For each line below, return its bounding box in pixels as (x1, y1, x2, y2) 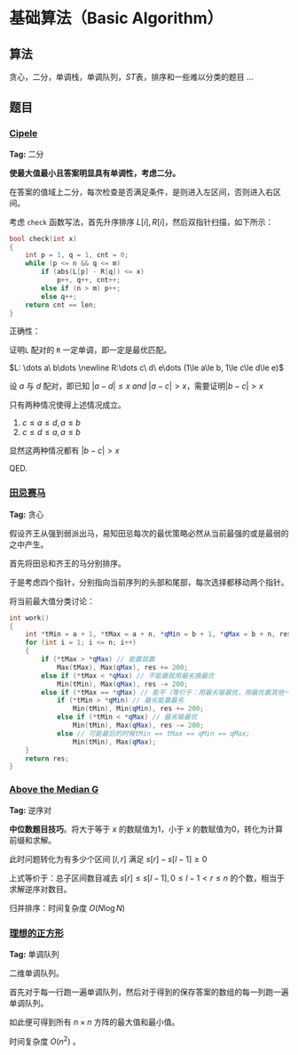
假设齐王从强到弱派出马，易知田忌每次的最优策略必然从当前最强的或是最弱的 (9, 527, 289, 538)
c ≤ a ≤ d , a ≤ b (21, 417, 82, 428)
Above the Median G (9, 784, 99, 796)
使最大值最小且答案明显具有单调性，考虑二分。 (9, 167, 180, 178)
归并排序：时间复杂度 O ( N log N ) (9, 902, 126, 913)
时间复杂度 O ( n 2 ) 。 (9, 1034, 82, 1046)
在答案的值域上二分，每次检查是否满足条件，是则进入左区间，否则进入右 (9, 186, 273, 197)
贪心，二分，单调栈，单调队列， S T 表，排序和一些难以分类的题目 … (9, 72, 255, 82)
